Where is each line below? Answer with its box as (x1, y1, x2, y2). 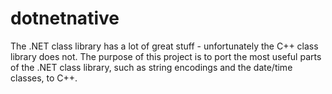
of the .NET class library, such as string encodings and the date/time (10, 61, 293, 73)
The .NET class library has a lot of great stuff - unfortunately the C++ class (10, 40, 319, 52)
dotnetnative (10, 7, 120, 30)
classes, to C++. (10, 72, 78, 84)
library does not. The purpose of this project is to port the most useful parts (10, 50, 322, 62)
